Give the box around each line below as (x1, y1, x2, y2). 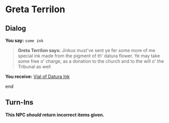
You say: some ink (5, 37, 44, 43)
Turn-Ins (5, 98, 34, 107)
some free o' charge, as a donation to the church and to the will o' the (17, 58, 164, 64)
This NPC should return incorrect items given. (5, 111, 104, 118)
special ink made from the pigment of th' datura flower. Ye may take (17, 53, 160, 59)
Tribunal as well (17, 64, 51, 69)
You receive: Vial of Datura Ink (5, 73, 70, 80)
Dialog (5, 24, 26, 33)
